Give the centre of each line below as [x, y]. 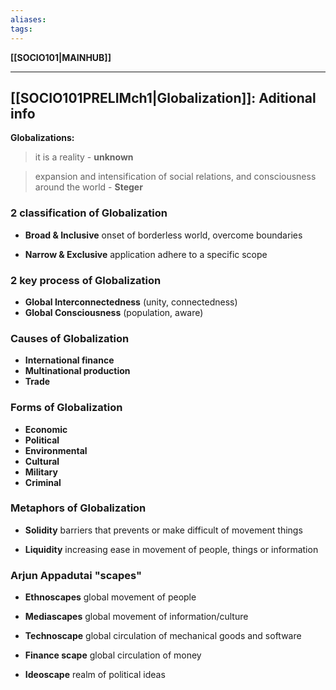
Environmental [56, 450]
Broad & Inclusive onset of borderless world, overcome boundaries [163, 235]
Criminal [43, 482]
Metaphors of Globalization [78, 508]
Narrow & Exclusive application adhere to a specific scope [146, 254]
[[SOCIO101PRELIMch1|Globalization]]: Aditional [163, 97]
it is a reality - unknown [84, 157]
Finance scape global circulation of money [113, 655]
